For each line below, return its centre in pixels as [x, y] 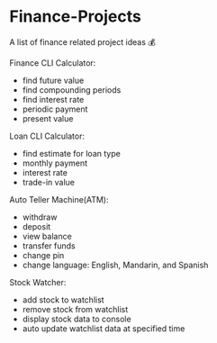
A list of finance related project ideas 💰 [82, 41]
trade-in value [48, 182]
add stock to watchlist [63, 300]
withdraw [40, 217]
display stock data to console [77, 319]
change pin [43, 255]
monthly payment [55, 163]
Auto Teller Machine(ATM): [59, 199]
